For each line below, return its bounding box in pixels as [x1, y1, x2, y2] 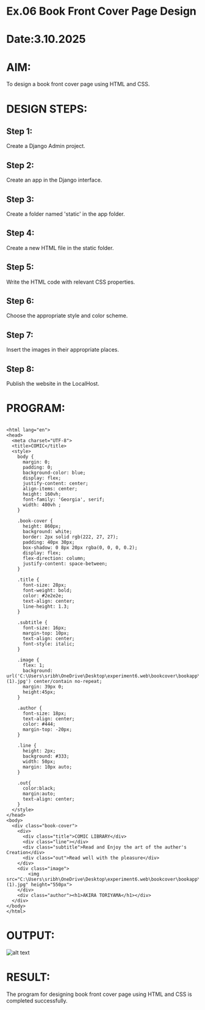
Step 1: [6, 126, 33, 136]
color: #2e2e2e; [22, 592, 64, 599]
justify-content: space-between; [22, 561, 108, 567]
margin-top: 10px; [22, 630, 70, 636]
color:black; [22, 785, 56, 791]
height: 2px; [22, 748, 56, 754]
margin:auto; [22, 791, 56, 797]
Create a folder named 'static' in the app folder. [6, 210, 125, 218]
